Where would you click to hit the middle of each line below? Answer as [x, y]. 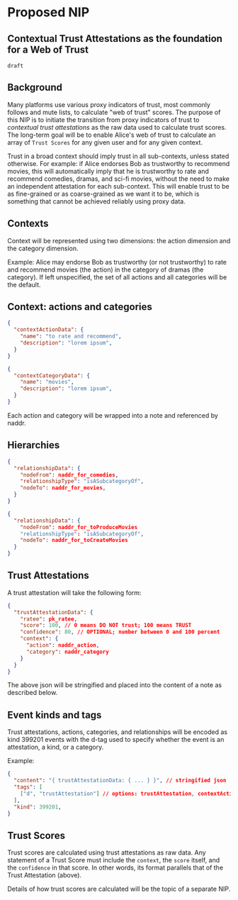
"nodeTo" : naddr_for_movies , [63, 488]
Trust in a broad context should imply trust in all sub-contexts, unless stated [118, 156]
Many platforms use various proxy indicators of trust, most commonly [109, 104]
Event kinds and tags [55, 715]
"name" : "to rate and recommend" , [71, 337]
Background [35, 88]
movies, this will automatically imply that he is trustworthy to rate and [108, 171]
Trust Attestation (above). [45, 875]
